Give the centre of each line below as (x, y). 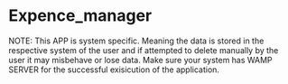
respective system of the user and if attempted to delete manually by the (144, 50)
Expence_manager (80, 16)
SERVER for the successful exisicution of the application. (114, 70)
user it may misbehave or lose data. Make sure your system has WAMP (140, 60)
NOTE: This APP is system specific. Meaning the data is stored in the (136, 41)
